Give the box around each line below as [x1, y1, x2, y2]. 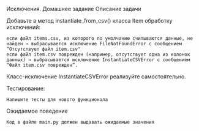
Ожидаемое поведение [6, 107, 69, 114]
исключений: [6, 24, 41, 31]
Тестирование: [6, 85, 45, 92]
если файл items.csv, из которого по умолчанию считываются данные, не [6, 36, 193, 42]
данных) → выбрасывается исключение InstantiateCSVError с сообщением [6, 57, 190, 63]
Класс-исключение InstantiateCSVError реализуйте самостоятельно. [6, 73, 187, 80]
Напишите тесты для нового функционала [6, 97, 108, 103]
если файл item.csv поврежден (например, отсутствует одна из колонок [6, 51, 190, 58]
